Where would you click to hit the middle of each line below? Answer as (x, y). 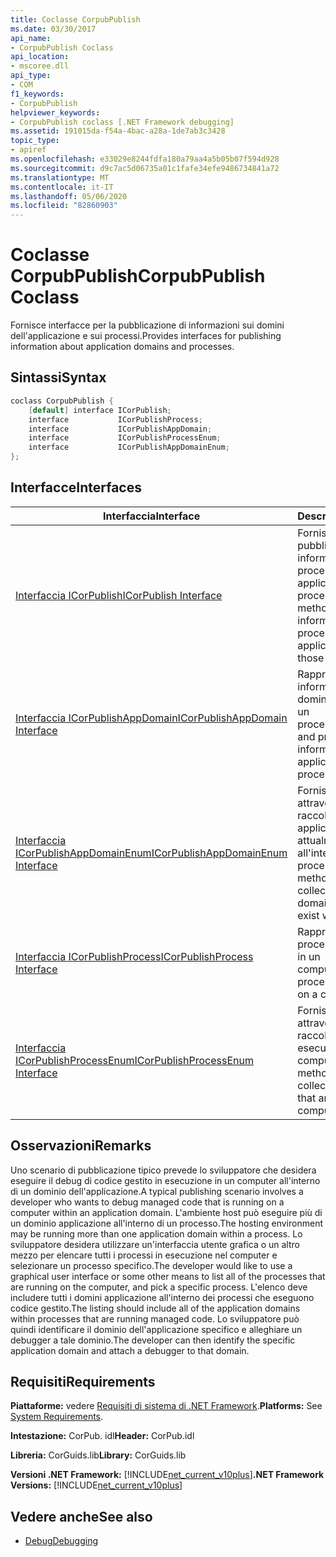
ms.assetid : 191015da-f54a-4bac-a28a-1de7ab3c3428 (118, 131)
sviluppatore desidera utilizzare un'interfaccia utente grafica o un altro (155, 1244)
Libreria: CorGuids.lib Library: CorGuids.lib (98, 1455)
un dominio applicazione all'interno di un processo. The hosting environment (166, 1223)
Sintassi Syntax (58, 377)
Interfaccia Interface (152, 516)
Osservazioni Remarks (81, 1146)
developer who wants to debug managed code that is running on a (147, 1202)
